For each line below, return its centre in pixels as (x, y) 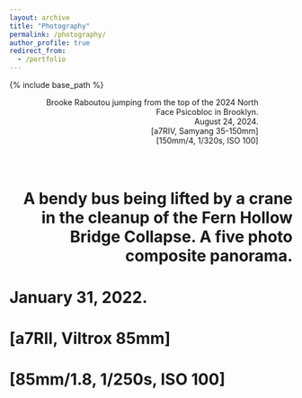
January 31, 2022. (79, 297)
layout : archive (40, 18)
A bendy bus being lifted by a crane (158, 199)
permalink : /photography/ (58, 34)
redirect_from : (38, 51)
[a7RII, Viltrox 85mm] (90, 338)
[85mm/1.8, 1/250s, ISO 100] (118, 379)
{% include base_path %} (57, 85)
